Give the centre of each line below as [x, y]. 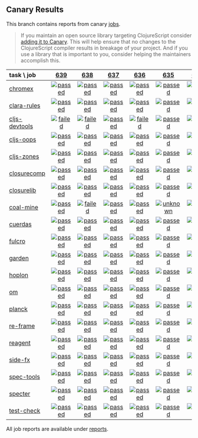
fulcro [17, 241]
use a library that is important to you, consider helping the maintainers [106, 54]
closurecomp [27, 173]
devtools [21, 126]
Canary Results [35, 10]
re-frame [22, 325]
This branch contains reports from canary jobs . [63, 24]
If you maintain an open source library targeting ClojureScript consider [106, 35]
